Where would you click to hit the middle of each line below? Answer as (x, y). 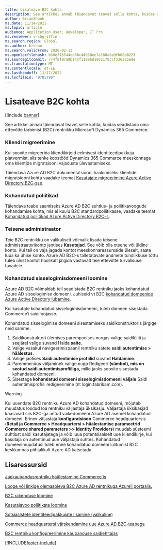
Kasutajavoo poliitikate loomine (36, 505)
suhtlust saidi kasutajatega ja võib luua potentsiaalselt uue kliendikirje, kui (79, 434)
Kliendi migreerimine (30, 142)
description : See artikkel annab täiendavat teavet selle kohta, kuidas (80, 14)
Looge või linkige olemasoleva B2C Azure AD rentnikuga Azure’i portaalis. (79, 486)
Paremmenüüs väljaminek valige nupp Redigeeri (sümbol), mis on (78, 364)
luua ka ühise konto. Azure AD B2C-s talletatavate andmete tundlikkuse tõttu (81, 255)
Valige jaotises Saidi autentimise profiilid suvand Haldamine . (74, 358)
